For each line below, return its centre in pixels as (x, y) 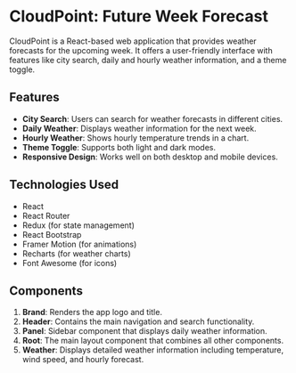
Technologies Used (64, 185)
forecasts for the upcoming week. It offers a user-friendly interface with (141, 50)
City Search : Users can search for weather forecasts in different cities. (152, 118)
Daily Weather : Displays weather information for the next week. (139, 128)
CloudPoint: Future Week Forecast (139, 16)
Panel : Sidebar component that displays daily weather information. (144, 331)
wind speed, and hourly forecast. (83, 360)
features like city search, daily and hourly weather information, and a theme (148, 60)
